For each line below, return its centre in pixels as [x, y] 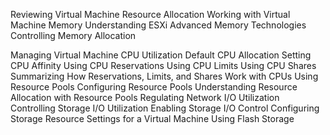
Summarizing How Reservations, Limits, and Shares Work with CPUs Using [164, 76]
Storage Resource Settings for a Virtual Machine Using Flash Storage [152, 118]
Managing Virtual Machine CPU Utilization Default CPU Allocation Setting [161, 55]
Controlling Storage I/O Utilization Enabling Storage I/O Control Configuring [165, 108]
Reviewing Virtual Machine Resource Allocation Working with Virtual [150, 14]
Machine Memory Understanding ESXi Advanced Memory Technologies [158, 25]
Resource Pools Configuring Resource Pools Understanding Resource [154, 87]
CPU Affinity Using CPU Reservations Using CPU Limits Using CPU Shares [163, 65]
